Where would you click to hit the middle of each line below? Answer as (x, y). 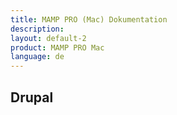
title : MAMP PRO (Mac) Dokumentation (89, 19)
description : (37, 29)
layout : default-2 (48, 38)
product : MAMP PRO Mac (57, 47)
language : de (37, 57)
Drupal (32, 97)
